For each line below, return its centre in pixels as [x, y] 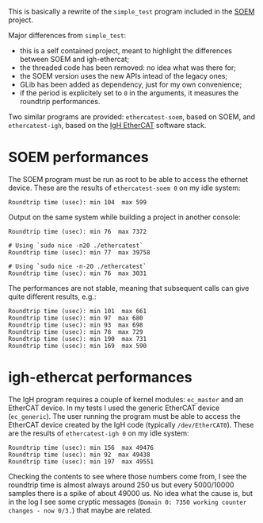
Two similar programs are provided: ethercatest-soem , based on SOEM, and [132, 117]
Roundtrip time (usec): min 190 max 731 [78, 339]
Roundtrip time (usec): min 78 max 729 [76, 332]
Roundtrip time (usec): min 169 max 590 [78, 346]
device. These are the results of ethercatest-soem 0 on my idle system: [124, 188]
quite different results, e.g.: [52, 296]
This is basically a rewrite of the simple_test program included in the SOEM [131, 12]
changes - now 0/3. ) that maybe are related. [80, 510]
